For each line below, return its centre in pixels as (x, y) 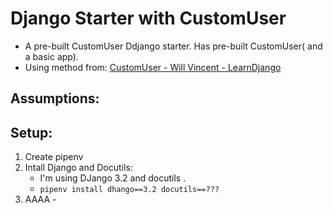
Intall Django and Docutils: (78, 168)
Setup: (31, 132)
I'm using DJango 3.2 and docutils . (113, 178)
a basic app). (51, 56)
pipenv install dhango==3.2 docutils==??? (129, 190)
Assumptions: (55, 98)
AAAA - (40, 199)
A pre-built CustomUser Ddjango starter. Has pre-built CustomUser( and (173, 46)
